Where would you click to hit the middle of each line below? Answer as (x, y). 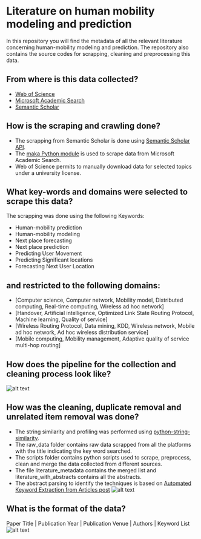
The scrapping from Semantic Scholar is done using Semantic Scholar (102, 140)
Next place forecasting (44, 240)
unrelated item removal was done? (73, 417)
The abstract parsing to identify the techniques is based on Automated (103, 483)
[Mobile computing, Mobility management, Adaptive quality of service (102, 339)
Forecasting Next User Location (55, 266)
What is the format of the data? (66, 509)
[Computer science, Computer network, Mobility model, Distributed (99, 300)
